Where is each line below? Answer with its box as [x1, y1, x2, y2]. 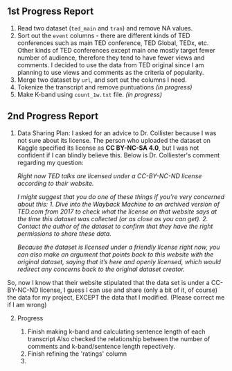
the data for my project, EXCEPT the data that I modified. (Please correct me [7, 293, 225, 301]
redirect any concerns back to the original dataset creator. [17, 265, 185, 273]
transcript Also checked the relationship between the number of [27, 334, 211, 343]
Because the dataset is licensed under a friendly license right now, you [17, 243, 220, 251]
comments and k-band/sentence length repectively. [27, 342, 175, 350]
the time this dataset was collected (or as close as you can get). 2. [17, 214, 208, 223]
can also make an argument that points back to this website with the [17, 250, 214, 259]
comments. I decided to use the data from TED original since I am [17, 60, 204, 69]
